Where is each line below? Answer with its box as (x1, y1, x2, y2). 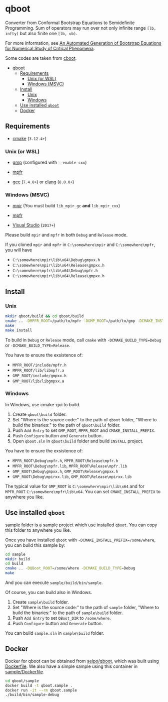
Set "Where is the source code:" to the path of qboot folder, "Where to (12, 416, 157, 422)
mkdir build (5, 556, 30, 561)
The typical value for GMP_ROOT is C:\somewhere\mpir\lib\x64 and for (5, 483, 145, 489)
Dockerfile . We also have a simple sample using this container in (5, 663, 138, 669)
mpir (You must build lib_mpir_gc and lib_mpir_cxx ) (12, 203, 120, 209)
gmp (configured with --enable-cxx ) (12, 159, 87, 166)
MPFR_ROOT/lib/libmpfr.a (12, 368, 64, 373)
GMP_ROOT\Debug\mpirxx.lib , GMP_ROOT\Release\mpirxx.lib (12, 473, 132, 480)
